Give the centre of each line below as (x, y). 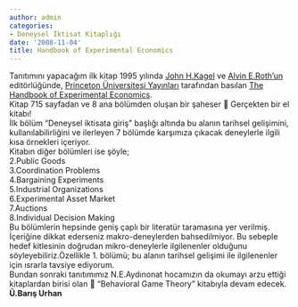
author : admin (36, 17)
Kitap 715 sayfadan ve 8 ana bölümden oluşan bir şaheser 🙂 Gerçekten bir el (149, 104)
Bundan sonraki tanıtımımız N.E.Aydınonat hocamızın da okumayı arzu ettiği (148, 275)
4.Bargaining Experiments (57, 180)
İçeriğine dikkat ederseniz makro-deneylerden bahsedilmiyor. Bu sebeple (144, 237)
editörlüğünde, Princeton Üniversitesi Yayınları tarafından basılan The (137, 85)
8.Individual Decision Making (62, 218)
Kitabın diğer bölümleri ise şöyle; (69, 151)
